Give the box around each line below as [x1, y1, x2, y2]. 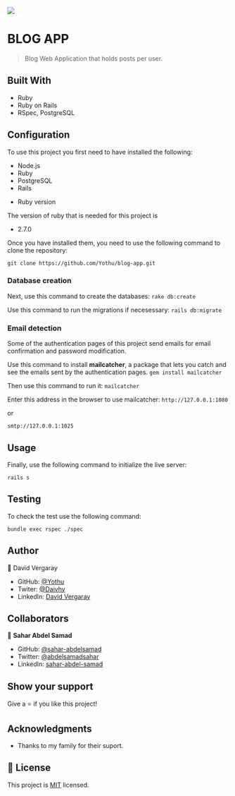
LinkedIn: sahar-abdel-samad [17, 660, 103, 668]
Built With [7, 75, 51, 87]
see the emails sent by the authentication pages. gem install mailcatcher [7, 368, 222, 377]
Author [7, 545, 39, 557]
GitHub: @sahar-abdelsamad [17, 645, 102, 653]
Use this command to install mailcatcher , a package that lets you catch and [7, 361, 227, 369]
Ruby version [17, 198, 56, 206]
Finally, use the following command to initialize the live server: [7, 460, 187, 469]
